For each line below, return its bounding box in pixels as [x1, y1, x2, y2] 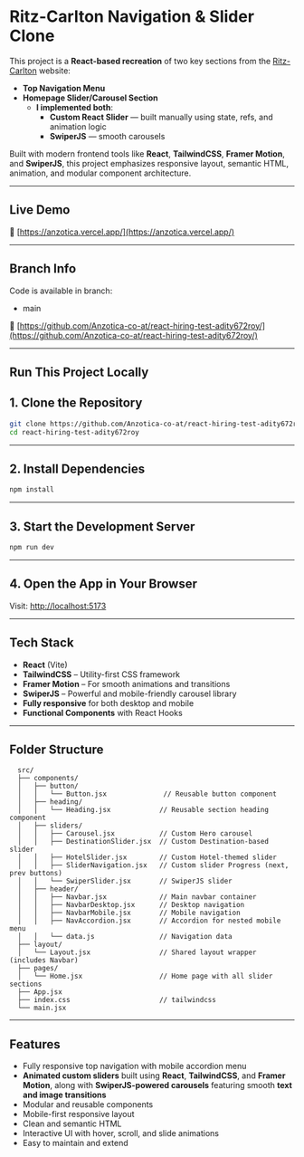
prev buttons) [9, 869, 63, 878]
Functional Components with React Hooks [22, 707, 183, 718]
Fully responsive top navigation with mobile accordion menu [22, 1061, 247, 1072]
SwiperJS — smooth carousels [49, 130, 166, 141]
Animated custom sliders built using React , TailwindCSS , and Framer [22, 1070, 286, 1081]
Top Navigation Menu [22, 82, 106, 93]
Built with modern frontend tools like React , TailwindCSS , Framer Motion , [9, 148, 285, 159]
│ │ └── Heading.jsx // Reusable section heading [17, 806, 270, 815]
